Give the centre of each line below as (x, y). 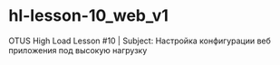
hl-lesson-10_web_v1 (89, 16)
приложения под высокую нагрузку (78, 50)
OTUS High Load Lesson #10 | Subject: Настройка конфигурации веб (140, 41)
